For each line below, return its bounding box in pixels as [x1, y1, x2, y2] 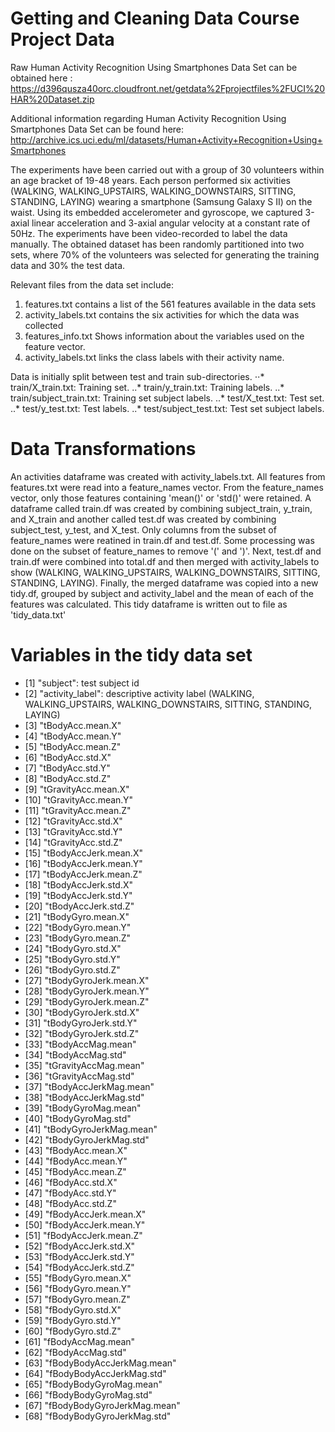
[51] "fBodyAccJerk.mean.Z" [24, 1229, 143, 1241]
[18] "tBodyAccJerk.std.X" [24, 878, 134, 891]
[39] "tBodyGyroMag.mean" [24, 1102, 142, 1114]
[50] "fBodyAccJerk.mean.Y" [24, 1218, 146, 1231]
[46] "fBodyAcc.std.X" [24, 1176, 118, 1188]
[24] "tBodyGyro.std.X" [24, 942, 122, 954]
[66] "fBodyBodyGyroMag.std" [24, 1388, 153, 1401]
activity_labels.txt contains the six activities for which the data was [24, 308, 300, 321]
